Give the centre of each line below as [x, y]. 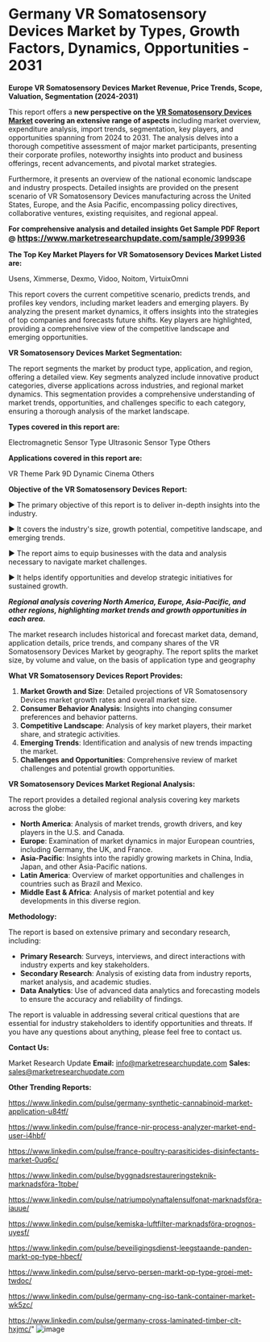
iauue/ [19, 1208]
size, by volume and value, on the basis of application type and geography [132, 660]
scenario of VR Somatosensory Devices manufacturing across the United [130, 196]
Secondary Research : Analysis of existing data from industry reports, [136, 973]
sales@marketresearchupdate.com [66, 1071]
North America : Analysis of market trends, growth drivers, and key [131, 824]
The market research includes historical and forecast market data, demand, [133, 634]
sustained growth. [38, 586]
